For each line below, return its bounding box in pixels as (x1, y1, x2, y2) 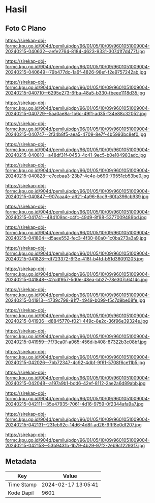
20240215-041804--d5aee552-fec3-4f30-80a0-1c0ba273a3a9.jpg (5, 235, 146, 241)
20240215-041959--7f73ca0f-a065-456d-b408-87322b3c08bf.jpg (5, 339, 147, 345)
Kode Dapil (8, 489, 34, 496)
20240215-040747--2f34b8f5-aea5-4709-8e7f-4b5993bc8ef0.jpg (5, 131, 146, 137)
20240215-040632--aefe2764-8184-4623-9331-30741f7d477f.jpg (5, 49, 145, 54)
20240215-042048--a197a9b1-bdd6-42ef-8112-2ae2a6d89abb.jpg (5, 380, 146, 386)
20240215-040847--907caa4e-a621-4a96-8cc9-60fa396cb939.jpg (5, 194, 149, 200)
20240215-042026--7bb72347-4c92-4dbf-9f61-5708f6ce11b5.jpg (5, 360, 145, 366)
